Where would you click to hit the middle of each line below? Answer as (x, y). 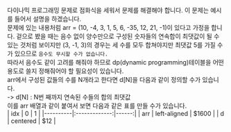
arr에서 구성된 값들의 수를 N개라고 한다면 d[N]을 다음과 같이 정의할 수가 (104, 80)
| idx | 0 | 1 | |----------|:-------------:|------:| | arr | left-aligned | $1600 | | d (115, 114)
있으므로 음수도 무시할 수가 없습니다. (61, 53)
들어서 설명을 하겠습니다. (48, 19)
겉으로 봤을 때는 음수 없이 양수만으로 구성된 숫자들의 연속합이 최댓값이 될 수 (118, 36)
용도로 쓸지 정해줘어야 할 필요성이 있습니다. (66, 71)
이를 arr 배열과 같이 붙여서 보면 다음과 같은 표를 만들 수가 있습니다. (97, 106)
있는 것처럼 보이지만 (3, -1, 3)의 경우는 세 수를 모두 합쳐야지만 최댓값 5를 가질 (112, 45)
